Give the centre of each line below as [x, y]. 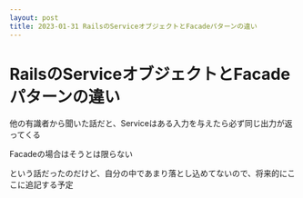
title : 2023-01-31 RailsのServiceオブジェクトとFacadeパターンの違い [133, 26]
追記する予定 [49, 185]
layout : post [34, 18]
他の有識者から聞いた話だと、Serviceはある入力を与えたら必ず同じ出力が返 [151, 124]
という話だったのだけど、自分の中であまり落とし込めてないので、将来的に [149, 173]
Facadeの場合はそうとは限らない [71, 154]
